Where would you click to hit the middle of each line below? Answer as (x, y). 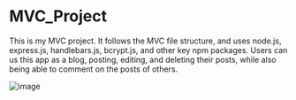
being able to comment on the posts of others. (94, 69)
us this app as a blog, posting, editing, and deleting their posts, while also (143, 59)
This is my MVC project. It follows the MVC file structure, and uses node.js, (145, 41)
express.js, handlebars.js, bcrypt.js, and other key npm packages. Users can (148, 50)
